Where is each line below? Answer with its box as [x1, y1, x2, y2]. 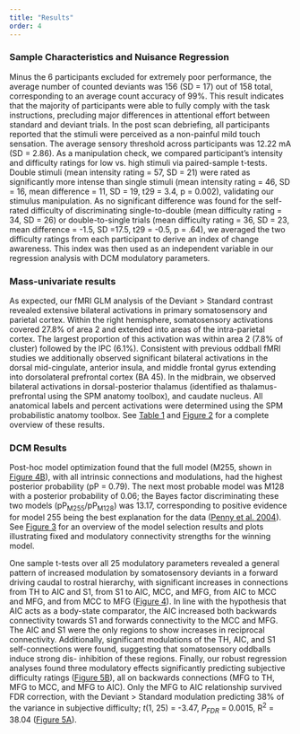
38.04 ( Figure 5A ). [9, 714, 78, 725]
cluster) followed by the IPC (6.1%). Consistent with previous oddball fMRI [9, 343, 281, 354]
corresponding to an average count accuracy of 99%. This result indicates [9, 91, 285, 101]
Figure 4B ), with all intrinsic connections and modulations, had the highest [9, 472, 283, 483]
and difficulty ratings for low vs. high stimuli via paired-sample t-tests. [9, 157, 268, 168]
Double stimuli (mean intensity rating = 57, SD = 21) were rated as [9, 167, 251, 178]
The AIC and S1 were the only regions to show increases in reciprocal [9, 625, 266, 635]
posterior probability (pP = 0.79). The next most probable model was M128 [9, 481, 285, 492]
